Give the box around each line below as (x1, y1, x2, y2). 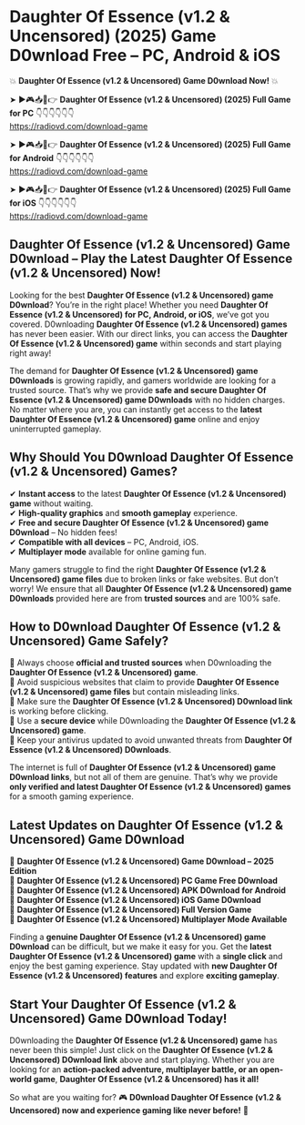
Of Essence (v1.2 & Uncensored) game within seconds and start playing (9, 338, 282, 349)
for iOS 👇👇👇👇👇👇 (9, 198, 77, 208)
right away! (9, 348, 52, 359)
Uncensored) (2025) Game (9, 25, 217, 46)
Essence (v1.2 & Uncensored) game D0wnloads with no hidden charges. (9, 394, 286, 405)
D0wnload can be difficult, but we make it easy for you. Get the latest (9, 941, 272, 952)
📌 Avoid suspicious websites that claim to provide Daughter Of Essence (9, 676, 280, 688)
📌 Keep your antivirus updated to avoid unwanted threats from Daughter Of (9, 735, 293, 745)
